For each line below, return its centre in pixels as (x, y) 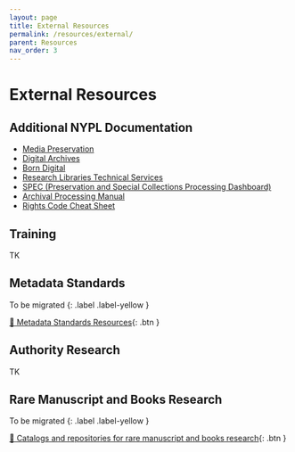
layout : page (33, 17)
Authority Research (65, 350)
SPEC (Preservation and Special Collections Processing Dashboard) (147, 187)
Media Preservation (58, 149)
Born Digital (44, 168)
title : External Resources (59, 26)
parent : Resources (43, 42)
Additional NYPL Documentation (101, 127)
